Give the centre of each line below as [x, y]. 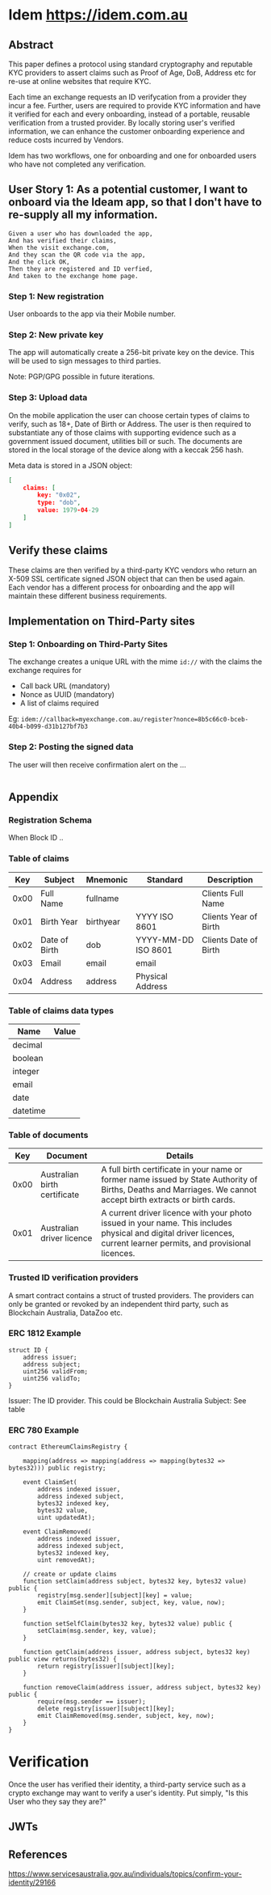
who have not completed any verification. [77, 164]
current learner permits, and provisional [176, 1243]
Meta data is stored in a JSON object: [71, 465]
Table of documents [48, 1135]
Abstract [31, 45]
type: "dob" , [59, 503]
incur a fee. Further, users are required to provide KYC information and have [134, 106]
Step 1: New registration [56, 296]
